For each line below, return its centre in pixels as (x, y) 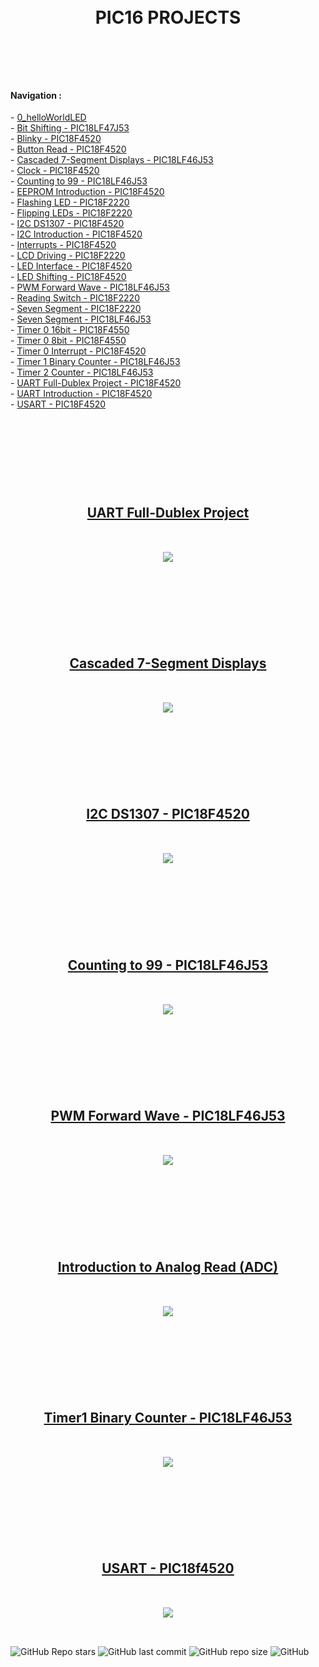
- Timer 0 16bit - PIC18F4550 (70, 330)
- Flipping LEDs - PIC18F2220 (71, 213)
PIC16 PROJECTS (168, 17)
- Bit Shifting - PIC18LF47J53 (70, 128)
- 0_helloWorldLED (48, 117)
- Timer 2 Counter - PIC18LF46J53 (82, 372)
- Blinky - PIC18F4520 (56, 139)
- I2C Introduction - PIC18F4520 (76, 234)
